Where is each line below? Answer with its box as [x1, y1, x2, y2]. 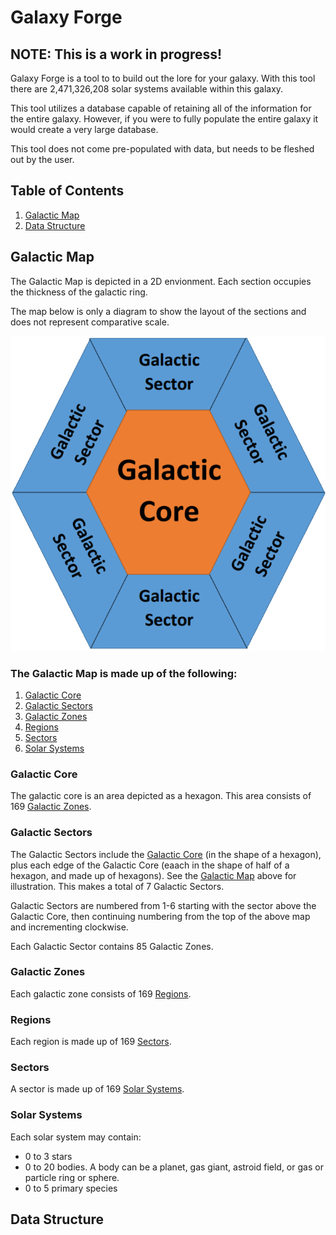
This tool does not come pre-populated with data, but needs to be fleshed [10, 143, 315, 155]
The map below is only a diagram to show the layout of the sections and [10, 305, 307, 317]
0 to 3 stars [24, 1150, 73, 1162]
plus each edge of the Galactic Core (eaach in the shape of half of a [10, 859, 290, 871]
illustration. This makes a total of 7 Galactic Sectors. [10, 880, 225, 892]
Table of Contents [10, 182, 125, 200]
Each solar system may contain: [10, 1131, 142, 1143]
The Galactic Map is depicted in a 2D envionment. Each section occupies [10, 275, 312, 287]
